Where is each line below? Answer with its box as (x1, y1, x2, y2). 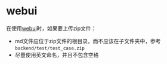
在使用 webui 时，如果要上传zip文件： (6, 25, 97, 32)
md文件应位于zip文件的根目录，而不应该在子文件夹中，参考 (14, 37, 161, 44)
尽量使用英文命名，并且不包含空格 (14, 51, 99, 58)
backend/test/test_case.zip (14, 45, 85, 51)
